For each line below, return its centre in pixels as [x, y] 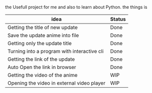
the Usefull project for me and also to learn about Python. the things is [76, 7]
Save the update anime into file [43, 35]
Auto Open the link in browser [42, 67]
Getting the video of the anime [43, 75]
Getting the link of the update [41, 59]
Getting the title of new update [43, 27]
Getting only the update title [40, 43]
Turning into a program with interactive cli [56, 51]
